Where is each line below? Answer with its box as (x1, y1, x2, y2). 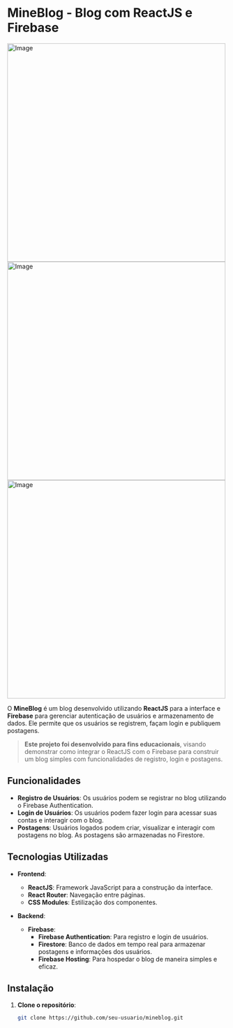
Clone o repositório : (17, 1001, 77, 1009)
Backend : (17, 911, 46, 920)
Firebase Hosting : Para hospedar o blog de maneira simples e (38, 955, 218, 963)
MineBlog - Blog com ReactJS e (7, 5, 193, 21)
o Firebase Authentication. (17, 801, 93, 809)
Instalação (7, 982, 54, 994)
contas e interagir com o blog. (17, 816, 104, 824)
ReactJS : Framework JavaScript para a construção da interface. (27, 883, 213, 892)
